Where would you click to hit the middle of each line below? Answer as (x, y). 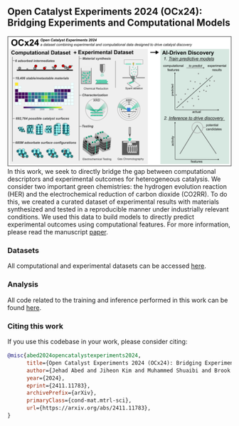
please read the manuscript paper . (58, 232)
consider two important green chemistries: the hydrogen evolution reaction (117, 187)
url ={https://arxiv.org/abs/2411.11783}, (89, 408)
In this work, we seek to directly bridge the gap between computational (112, 172)
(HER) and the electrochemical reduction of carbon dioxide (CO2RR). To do (117, 194)
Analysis (23, 284)
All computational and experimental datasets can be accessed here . (107, 266)
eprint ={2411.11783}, (58, 385)
